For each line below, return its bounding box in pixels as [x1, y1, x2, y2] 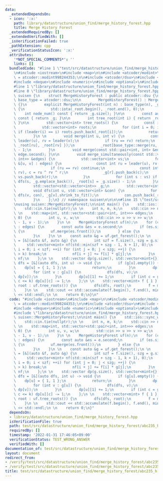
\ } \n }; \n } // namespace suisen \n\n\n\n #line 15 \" [14, 197, 145, 202]
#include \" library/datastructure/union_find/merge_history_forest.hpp [14, 310, 162, 315]
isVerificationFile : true [9, 419, 62, 424]
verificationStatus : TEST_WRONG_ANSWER [9, 437, 90, 442]
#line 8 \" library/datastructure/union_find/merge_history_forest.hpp [14, 89, 160, 93]
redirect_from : [5, 455, 36, 460]
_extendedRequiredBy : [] [9, 30, 60, 35]
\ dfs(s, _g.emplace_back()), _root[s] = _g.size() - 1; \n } [14, 179, 155, 184]
